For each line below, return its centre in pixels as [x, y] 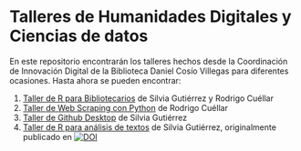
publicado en [47, 136]
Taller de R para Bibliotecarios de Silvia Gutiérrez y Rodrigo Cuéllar [148, 98]
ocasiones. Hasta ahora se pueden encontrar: [95, 80]
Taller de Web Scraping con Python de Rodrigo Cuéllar [125, 107]
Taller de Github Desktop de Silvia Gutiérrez [105, 117]
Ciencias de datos [79, 36]
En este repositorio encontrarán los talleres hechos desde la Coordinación [149, 61]
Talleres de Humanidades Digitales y [150, 17]
